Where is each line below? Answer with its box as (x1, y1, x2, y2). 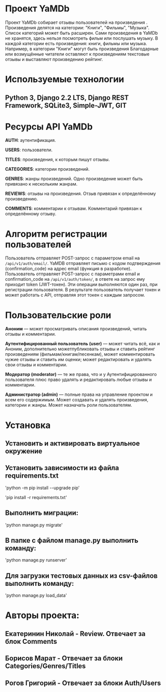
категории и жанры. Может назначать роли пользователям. (5, 402, 132, 408)
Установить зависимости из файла (5, 464, 119, 472)
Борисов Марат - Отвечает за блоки (5, 654, 123, 663)
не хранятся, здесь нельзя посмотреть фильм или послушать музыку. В (5, 35, 159, 41)
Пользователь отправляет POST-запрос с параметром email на (5, 255, 140, 261)
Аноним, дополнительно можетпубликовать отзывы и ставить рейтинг (5, 346, 155, 352)
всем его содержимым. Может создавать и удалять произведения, (5, 397, 149, 403)
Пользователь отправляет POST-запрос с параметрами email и (5, 271, 140, 277)
